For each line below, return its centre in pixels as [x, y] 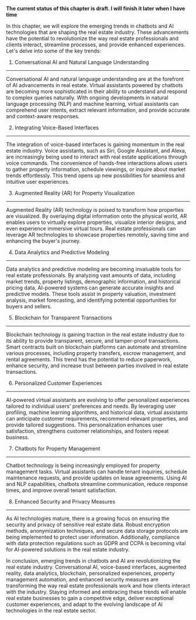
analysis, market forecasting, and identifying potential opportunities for [91, 300]
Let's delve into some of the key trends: [54, 51]
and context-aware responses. [43, 116]
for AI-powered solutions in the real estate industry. [68, 550]
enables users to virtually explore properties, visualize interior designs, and [96, 222]
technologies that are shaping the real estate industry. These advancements [97, 32]
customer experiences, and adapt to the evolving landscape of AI [85, 604]
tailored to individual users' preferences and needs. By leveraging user [91, 406]
